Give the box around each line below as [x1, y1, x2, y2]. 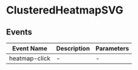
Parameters [95, 45, 129, 52]
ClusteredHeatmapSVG [6, 4, 124, 17]
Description [56, 45, 90, 52]
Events [6, 27, 33, 37]
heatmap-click [9, 54, 51, 62]
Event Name [12, 45, 47, 52]
